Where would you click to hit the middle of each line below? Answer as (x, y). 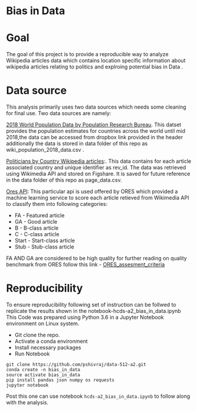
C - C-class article (37, 234)
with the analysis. (27, 402)
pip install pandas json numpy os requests (60, 380)
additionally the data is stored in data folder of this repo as (77, 143)
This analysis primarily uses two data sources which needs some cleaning (96, 107)
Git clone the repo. (37, 335)
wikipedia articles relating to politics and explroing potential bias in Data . (95, 67)
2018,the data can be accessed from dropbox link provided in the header (95, 138)
